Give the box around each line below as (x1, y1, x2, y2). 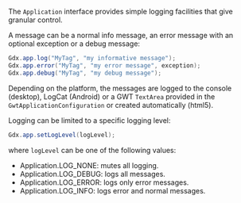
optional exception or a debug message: (8, 39, 141, 48)
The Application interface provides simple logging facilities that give (8, 7, 233, 16)
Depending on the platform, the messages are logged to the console (8, 83, 232, 93)
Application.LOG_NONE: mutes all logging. (19, 160, 159, 170)
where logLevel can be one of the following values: (8, 145, 177, 155)
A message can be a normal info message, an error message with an (8, 31, 234, 40)
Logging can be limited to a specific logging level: (8, 115, 171, 125)
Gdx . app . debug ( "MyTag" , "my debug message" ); (8, 69, 161, 77)
